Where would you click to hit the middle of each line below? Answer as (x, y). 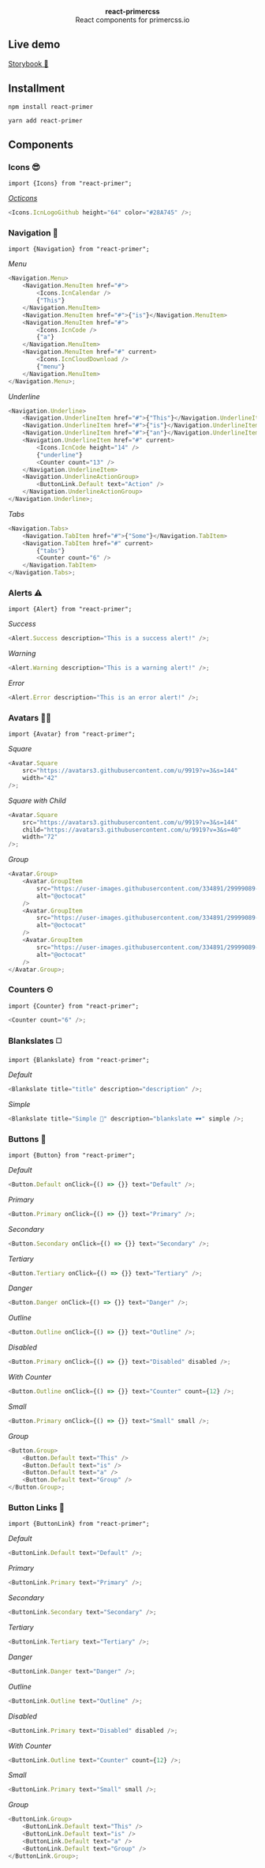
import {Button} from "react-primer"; (72, 1155)
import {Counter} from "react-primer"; (74, 1006)
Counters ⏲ (31, 989)
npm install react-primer (50, 107)
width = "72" (40, 837)
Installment (37, 89)
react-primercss (132, 11)
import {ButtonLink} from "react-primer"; (79, 1524)
